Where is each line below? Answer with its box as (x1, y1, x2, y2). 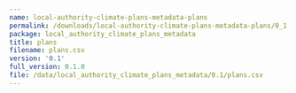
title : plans (9, 37, 58, 47)
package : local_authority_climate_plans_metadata (9, 29, 197, 38)
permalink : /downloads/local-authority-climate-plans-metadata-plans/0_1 (9, 21, 288, 30)
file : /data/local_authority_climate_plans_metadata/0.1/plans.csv (9, 71, 264, 80)
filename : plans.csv (9, 46, 86, 55)
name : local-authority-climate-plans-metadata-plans (9, 12, 208, 22)
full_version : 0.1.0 (9, 63, 86, 72)
